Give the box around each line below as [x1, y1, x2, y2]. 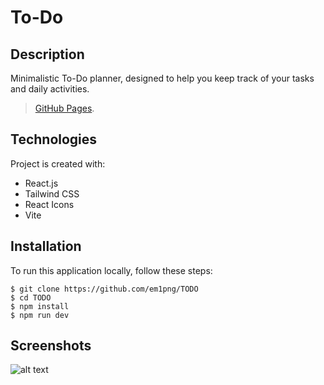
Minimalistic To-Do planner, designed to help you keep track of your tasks [10, 72, 315, 84]
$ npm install [10, 301, 70, 311]
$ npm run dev [10, 310, 70, 320]
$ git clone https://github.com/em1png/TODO [10, 284, 199, 294]
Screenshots [10, 337, 92, 355]
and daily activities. [10, 83, 90, 95]
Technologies [10, 131, 98, 148]
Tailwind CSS [24, 187, 80, 200]
